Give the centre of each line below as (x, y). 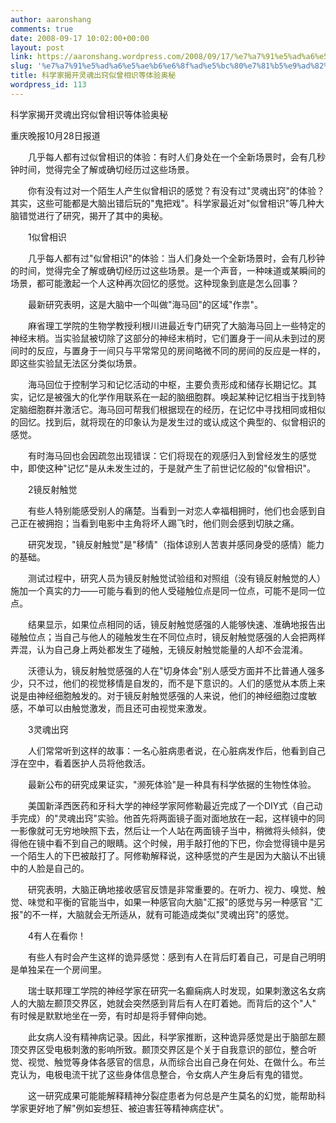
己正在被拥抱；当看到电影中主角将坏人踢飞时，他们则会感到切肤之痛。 (155, 523)
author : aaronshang (51, 19)
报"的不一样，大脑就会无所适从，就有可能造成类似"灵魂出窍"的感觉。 (152, 914)
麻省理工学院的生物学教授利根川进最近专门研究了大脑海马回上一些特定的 (176, 325)
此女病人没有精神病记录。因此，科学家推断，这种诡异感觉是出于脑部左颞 (176, 1037)
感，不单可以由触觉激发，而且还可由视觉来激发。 (111, 708)
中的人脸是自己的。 (50, 868)
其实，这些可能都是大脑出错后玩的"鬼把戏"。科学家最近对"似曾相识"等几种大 (167, 203)
